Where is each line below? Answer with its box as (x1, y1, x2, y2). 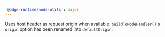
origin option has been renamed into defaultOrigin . (5, 26, 113, 32)
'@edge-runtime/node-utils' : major (5, 7, 79, 12)
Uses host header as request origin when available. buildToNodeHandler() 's (5, 21, 160, 27)
